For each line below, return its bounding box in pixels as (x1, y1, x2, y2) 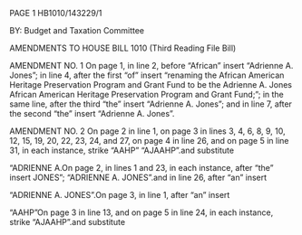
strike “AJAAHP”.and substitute (9, 217, 125, 227)
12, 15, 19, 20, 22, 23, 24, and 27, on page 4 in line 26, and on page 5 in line (9, 136, 289, 146)
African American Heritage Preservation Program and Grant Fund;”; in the (9, 89, 284, 99)
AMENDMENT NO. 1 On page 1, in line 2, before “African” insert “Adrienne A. (9, 61, 294, 70)
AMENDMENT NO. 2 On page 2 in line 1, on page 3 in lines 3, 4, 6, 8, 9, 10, (9, 126, 286, 136)
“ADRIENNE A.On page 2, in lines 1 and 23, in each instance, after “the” (9, 163, 274, 173)
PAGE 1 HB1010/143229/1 (9, 8, 102, 18)
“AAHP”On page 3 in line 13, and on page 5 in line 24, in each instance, (9, 207, 274, 218)
